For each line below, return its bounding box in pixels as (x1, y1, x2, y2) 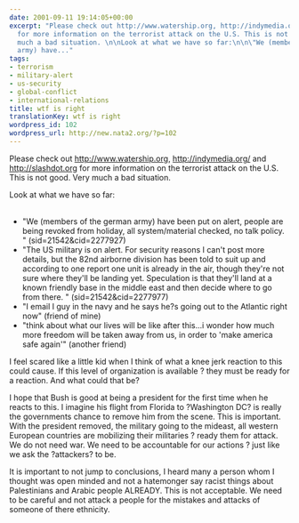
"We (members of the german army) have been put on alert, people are (21, 215, 284, 227)
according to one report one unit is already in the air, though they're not (21, 263, 285, 274)
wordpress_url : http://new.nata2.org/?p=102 (9, 129, 177, 138)
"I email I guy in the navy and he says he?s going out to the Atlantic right (21, 301, 287, 311)
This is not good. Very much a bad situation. (9, 172, 172, 182)
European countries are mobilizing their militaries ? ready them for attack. (9, 430, 279, 440)
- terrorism (9, 63, 53, 72)
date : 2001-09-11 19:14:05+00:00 (9, 12, 133, 22)
